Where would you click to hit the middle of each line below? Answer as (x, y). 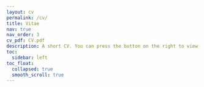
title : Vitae (23, 23)
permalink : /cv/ (27, 18)
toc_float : (20, 63)
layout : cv (20, 12)
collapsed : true (32, 69)
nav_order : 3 (23, 35)
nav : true (19, 29)
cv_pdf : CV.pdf (26, 40)
